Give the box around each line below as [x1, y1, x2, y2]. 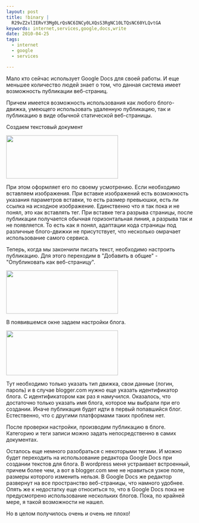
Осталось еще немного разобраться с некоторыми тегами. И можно [6, 447, 182, 454]
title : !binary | [6, 14, 49, 20]
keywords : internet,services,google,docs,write [6, 25, 127, 32]
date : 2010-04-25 [6, 31, 49, 37]
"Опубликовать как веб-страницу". [6, 258, 95, 266]
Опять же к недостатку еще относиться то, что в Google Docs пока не [6, 485, 185, 493]
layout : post [6, 8, 39, 15]
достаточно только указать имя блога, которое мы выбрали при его [6, 399, 180, 406]
